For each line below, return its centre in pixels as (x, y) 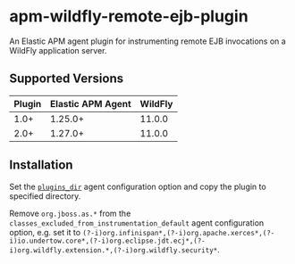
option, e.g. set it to (45, 232)
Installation (41, 165)
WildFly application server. (58, 50)
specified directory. (45, 196)
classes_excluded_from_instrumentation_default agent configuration (137, 223)
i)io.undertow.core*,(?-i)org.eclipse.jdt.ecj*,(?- (107, 241)
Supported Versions (66, 79)
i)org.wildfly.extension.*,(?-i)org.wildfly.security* (114, 250)
